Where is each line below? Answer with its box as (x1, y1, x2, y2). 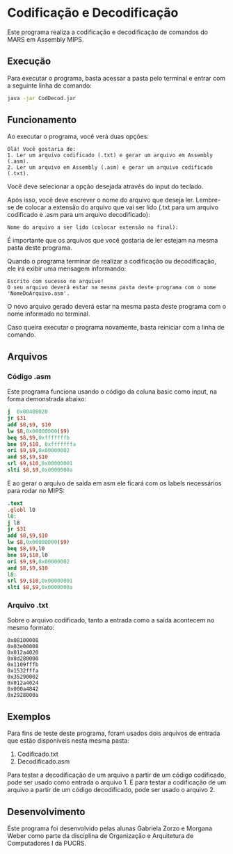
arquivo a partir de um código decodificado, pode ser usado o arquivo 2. (7, 786, 216, 794)
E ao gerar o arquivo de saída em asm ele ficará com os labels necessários (7, 478, 222, 488)
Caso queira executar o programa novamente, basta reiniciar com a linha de (7, 323, 225, 332)
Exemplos (7, 711, 51, 723)
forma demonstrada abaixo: (7, 395, 87, 403)
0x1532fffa (7, 668, 39, 675)
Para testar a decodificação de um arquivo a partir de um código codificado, (7, 771, 226, 780)
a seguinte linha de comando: (7, 81, 93, 90)
